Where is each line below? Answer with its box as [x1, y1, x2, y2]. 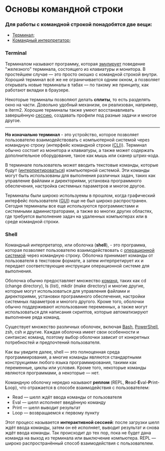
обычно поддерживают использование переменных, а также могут [5, 304, 148, 310]
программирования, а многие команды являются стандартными [5, 354, 141, 360]
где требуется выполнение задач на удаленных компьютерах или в [5, 213, 147, 219]
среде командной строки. [5, 218, 60, 224]
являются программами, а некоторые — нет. [5, 370, 100, 376]
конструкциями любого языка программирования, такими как [5, 360, 137, 365]
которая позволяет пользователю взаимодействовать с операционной [5, 247, 155, 253]
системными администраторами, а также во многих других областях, [5, 208, 153, 214]
